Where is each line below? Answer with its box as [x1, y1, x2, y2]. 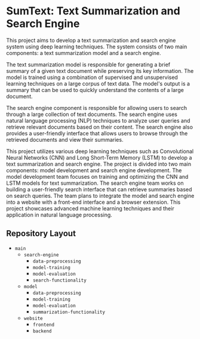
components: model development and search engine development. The [6, 166, 182, 174]
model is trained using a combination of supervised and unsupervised [6, 74, 178, 81]
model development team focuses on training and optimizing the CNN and [6, 173, 189, 180]
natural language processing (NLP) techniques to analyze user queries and [6, 117, 190, 124]
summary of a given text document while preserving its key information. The [6, 67, 194, 74]
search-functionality [32, 277, 87, 283]
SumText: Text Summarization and [6, 4, 180, 18]
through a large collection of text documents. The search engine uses [6, 111, 178, 118]
